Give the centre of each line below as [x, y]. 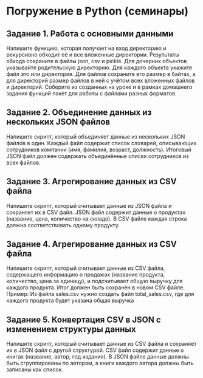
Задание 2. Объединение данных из [79, 113]
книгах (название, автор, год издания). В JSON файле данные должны [98, 357]
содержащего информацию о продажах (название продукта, [86, 275]
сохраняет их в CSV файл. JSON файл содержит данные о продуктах [96, 212]
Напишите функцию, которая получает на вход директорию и [86, 48]
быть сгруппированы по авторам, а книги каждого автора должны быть [100, 363]
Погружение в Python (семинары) [97, 11]
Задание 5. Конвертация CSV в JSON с [84, 319]
